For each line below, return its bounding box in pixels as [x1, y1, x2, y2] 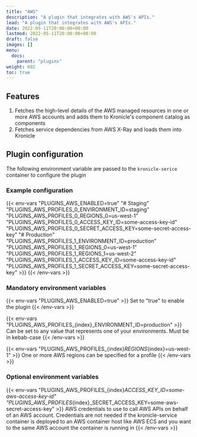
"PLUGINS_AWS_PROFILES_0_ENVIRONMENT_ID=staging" [6, 206, 150, 213]
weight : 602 [6, 63, 35, 70]
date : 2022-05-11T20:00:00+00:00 [6, 25, 89, 31]
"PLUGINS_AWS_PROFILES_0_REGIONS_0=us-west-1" [6, 212, 138, 219]
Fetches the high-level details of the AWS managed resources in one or [14, 107, 189, 114]
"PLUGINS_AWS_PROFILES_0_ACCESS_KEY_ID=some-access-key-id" [6, 219, 177, 226]
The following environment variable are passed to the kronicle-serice [6, 165, 177, 172]
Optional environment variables [6, 373, 99, 381]
